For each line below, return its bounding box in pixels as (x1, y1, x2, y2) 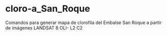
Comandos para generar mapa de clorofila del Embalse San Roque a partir (5, 19, 162, 25)
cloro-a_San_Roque (5, 3, 90, 14)
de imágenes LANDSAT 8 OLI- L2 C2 (5, 24, 83, 30)
